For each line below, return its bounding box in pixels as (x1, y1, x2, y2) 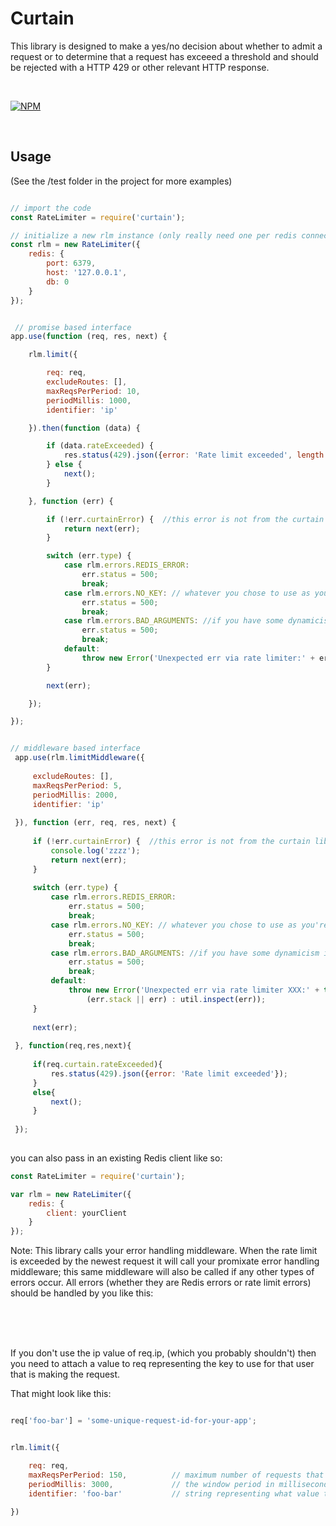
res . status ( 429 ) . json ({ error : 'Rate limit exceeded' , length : (63, 450, 329, 461)
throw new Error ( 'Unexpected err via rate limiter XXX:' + (68, 985, 320, 995)
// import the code (10, 203, 92, 213)
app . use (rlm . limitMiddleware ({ (14, 753, 145, 763)
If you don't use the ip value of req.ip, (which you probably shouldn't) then (10, 1347, 317, 1359)
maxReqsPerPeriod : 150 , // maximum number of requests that (28, 1470, 325, 1480)
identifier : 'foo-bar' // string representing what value (28, 1488, 320, 1499)
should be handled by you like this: (10, 1287, 154, 1299)
